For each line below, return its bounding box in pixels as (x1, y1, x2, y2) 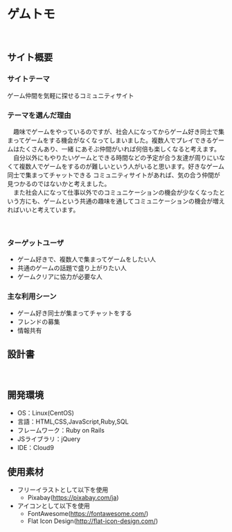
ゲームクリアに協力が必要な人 (17, 272, 102, 281)
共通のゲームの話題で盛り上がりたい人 (17, 264, 127, 272)
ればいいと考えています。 (7, 206, 80, 214)
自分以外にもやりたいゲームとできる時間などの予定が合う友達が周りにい (12, 153, 220, 162)
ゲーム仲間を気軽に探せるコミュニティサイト (7, 91, 134, 99)
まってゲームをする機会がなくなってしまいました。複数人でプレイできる (7, 136, 213, 144)
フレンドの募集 (17, 317, 60, 326)
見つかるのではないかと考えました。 (7, 179, 111, 188)
